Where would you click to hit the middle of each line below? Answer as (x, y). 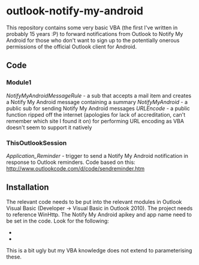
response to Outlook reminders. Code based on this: (71, 162)
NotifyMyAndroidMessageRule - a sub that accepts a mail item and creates (99, 95)
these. (14, 257)
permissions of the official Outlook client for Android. (72, 47)
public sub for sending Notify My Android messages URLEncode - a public (98, 108)
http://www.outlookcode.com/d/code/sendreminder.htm (76, 168)
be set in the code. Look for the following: (58, 221)
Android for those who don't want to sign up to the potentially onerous (93, 40)
